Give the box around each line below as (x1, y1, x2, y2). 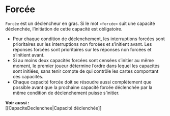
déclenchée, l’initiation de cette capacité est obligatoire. (5, 25, 123, 32)
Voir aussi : (5, 99, 30, 105)
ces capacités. (12, 73, 44, 79)
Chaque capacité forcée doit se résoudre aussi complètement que (12, 79, 152, 85)
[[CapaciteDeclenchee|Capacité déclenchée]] (5, 105, 102, 111)
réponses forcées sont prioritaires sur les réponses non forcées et (12, 46, 152, 52)
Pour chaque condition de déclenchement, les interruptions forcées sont (12, 36, 165, 42)
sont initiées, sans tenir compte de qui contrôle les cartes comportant (12, 68, 159, 74)
